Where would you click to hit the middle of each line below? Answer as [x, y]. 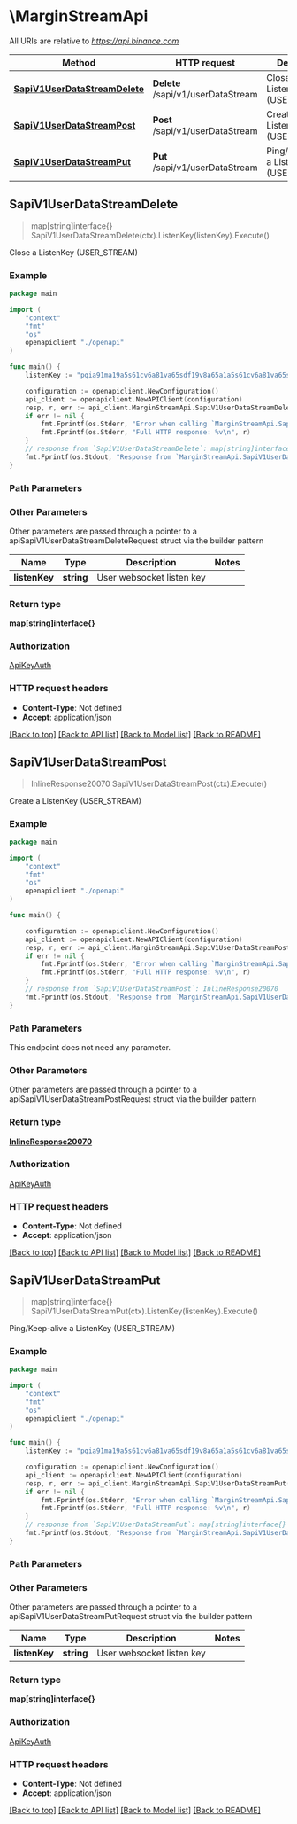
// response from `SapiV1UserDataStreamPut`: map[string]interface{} [156, 1525]
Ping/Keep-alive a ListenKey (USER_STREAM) [92, 1328]
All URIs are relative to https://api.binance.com [94, 41]
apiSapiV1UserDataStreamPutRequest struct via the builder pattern [131, 1617]
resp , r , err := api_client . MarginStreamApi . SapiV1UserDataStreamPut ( [158, 1483]
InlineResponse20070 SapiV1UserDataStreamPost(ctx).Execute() [149, 783]
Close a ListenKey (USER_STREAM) [74, 252]
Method [78, 62]
